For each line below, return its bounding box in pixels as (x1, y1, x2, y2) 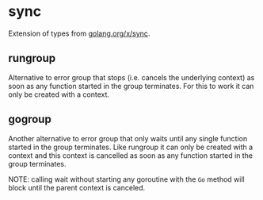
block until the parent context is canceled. (8, 183, 146, 192)
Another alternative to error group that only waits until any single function (8, 133, 248, 143)
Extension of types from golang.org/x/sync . (8, 29, 151, 38)
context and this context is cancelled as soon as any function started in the (8, 150, 253, 160)
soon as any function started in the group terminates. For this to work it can (8, 81, 254, 90)
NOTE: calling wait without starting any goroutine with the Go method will (8, 174, 245, 184)
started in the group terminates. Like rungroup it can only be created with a (8, 142, 253, 152)
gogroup (8, 113, 51, 126)
